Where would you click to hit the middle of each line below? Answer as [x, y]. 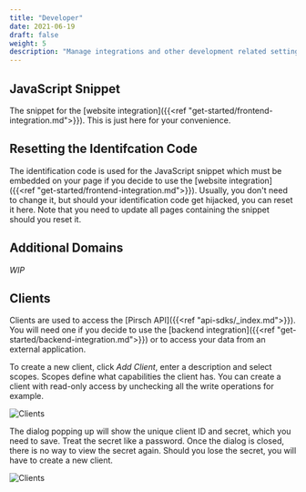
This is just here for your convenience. [159, 120]
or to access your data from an [208, 340]
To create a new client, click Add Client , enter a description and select [141, 367]
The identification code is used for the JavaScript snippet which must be [146, 170]
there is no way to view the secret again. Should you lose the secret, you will [153, 451]
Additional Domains [66, 248]
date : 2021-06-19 [42, 26]
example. [26, 396]
